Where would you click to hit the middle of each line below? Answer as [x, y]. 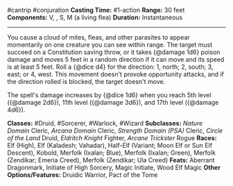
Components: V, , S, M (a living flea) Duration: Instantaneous [95, 17]
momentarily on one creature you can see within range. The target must [110, 45]
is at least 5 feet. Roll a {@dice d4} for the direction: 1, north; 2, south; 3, [110, 67]
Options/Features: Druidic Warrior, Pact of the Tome [83, 175]
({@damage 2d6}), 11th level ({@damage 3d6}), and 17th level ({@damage [113, 102]
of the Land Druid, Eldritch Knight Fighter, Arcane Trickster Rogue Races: [112, 138]
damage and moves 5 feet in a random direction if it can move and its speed [116, 59]
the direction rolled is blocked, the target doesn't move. [86, 82]
